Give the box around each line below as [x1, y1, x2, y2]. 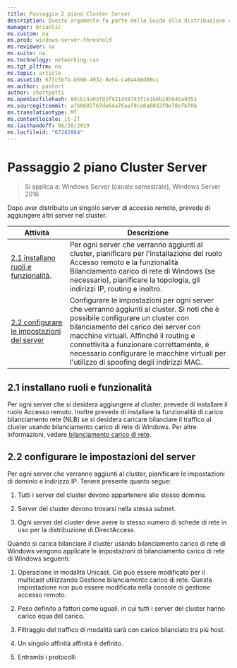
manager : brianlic [7, 23, 61, 30]
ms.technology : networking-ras [7, 57, 99, 64]
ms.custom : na [7, 30, 49, 37]
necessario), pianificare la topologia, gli [69, 275, 200, 285]
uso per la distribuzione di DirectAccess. [17, 525, 136, 534]
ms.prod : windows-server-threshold [7, 37, 112, 44]
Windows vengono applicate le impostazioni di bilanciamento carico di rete [7, 546, 225, 555]
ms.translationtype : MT [7, 109, 78, 116]
